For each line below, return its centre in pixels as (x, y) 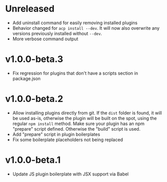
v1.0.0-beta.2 (34, 99)
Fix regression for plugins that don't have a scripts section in (75, 73)
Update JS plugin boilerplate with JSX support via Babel (71, 174)
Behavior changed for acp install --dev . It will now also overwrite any (86, 28)
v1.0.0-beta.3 (34, 59)
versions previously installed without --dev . (57, 33)
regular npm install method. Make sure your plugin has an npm (78, 124)
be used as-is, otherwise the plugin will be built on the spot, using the (85, 118)
